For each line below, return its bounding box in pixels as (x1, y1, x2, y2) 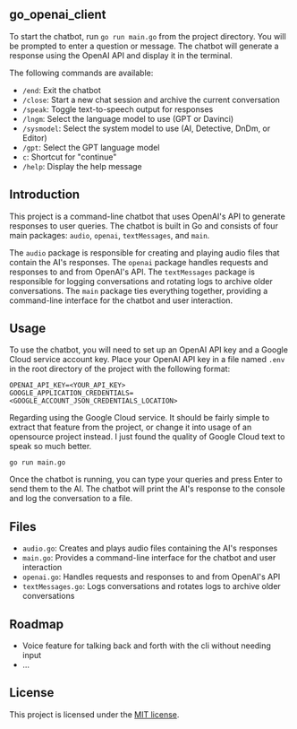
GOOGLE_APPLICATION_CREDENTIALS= (9, 389, 134, 398)
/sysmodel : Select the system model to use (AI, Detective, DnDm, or (21, 123, 271, 134)
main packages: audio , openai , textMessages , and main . (9, 230, 210, 240)
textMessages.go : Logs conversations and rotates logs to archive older (21, 581, 282, 592)
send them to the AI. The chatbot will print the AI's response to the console (9, 483, 285, 494)
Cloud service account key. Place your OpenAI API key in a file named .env (9, 354, 285, 365)
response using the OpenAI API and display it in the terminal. (9, 49, 233, 61)
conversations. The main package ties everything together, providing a (9, 285, 268, 296)
